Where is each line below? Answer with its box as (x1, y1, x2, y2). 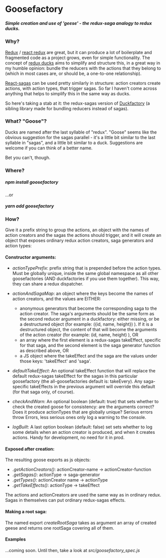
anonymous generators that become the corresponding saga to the (19, 305, 157, 311)
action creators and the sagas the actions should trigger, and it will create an (5, 232, 162, 238)
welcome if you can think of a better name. (5, 145, 93, 151)
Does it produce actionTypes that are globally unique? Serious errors (12, 409, 153, 415)
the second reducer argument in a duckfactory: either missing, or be (19, 316, 160, 322)
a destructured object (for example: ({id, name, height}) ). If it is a (19, 321, 153, 327)
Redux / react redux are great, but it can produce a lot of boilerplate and (5, 49, 152, 55)
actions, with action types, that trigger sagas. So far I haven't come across (5, 85, 157, 91)
